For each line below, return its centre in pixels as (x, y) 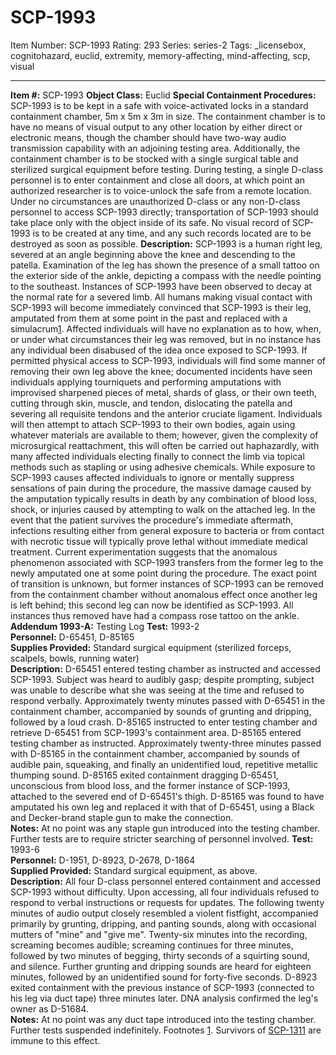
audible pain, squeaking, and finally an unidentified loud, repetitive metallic (164, 764)
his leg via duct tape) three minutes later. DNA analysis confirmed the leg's (164, 998)
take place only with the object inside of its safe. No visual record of (150, 222)
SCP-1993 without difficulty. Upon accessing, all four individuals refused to (165, 892)
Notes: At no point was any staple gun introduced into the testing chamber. (165, 828)
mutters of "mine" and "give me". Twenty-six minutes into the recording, (159, 934)
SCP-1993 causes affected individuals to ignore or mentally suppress (152, 477)
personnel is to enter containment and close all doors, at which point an (158, 180)
